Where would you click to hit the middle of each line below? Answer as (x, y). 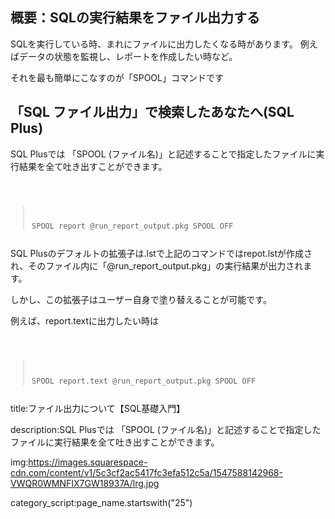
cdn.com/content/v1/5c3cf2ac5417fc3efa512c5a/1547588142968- (146, 472)
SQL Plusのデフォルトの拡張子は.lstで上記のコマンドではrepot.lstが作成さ (161, 254)
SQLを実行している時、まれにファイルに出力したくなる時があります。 (154, 44)
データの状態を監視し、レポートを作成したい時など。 (128, 56)
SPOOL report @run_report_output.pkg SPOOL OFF (132, 226)
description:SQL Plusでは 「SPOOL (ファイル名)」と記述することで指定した (166, 429)
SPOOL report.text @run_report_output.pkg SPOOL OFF (144, 381)
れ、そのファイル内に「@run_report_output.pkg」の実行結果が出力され (157, 266)
